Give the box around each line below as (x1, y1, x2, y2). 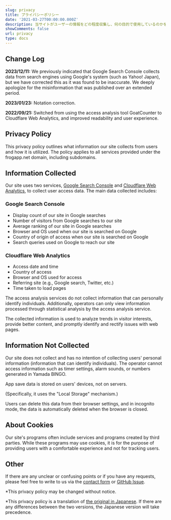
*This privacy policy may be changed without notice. (5, 488, 117, 495)
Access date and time (12, 263, 59, 269)
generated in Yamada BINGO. (5, 371, 67, 377)
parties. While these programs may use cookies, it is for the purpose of (5, 440, 154, 446)
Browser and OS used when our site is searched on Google (12, 228, 137, 234)
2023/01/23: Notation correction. (5, 100, 76, 106)
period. (5, 90, 20, 96)
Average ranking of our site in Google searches (12, 223, 112, 229)
